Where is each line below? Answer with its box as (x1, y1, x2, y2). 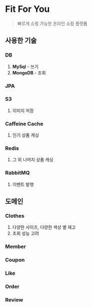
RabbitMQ (5, 170, 30, 177)
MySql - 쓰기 (12, 63, 39, 69)
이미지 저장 (12, 108, 34, 114)
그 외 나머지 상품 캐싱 (12, 157, 53, 163)
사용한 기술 (5, 36, 37, 45)
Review (5, 297, 23, 304)
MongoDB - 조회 (12, 69, 46, 75)
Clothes (5, 212, 25, 219)
